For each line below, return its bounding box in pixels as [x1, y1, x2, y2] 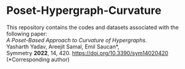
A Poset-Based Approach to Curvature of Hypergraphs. [6, 36, 147, 44]
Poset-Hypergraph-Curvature [6, 4, 162, 18]
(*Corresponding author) [6, 56, 70, 63]
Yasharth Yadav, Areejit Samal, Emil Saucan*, [6, 43, 119, 50]
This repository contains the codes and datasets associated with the [6, 24, 179, 31]
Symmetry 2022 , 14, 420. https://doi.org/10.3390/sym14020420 [6, 49, 168, 56]
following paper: [6, 30, 48, 37]
